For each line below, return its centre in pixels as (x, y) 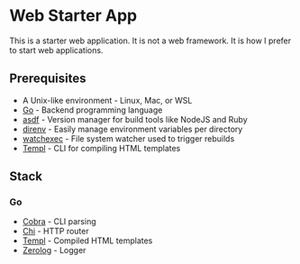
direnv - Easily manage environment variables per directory (132, 129)
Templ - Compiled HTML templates (87, 241)
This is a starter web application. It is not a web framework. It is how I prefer (150, 41)
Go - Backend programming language (92, 110)
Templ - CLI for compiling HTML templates (101, 148)
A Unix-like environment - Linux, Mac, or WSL (107, 100)
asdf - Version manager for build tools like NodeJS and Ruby (135, 119)
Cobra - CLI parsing (59, 222)
